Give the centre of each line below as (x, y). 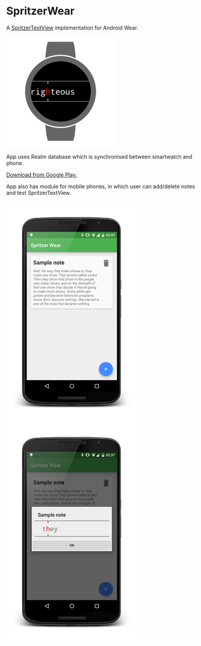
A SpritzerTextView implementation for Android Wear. (72, 28)
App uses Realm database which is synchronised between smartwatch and (99, 156)
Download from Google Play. (42, 174)
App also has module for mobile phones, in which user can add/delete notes (101, 186)
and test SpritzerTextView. (39, 192)
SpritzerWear (41, 11)
